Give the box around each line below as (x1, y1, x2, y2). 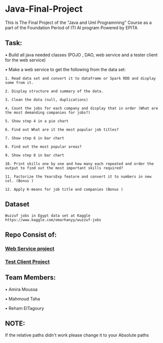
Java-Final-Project (5, 3, 83, 15)
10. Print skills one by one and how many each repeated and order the (5, 161, 154, 166)
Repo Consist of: (5, 230, 57, 239)
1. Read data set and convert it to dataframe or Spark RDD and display (5, 76, 156, 81)
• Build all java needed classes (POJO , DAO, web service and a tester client (5, 52, 158, 58)
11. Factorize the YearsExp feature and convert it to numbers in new (5, 174, 152, 179)
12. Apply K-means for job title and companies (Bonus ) (5, 187, 123, 192)
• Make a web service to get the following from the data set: (5, 66, 126, 72)
